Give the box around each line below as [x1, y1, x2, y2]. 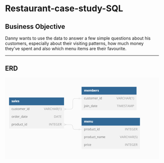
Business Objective [5, 22, 65, 31]
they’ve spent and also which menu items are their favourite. [5, 46, 127, 51]
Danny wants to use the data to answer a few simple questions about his [5, 35, 151, 41]
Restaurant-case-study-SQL [5, 3, 123, 14]
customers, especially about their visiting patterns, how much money [5, 41, 144, 46]
